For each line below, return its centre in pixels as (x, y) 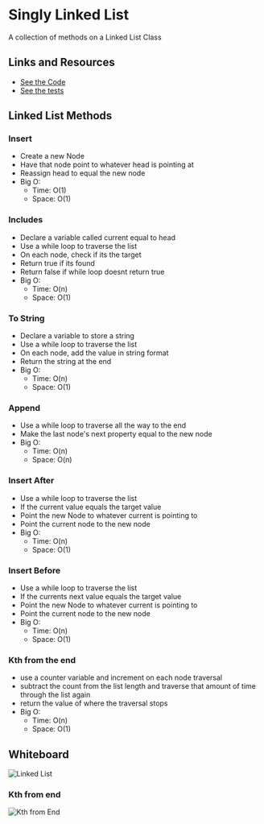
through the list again (55, 695)
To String (27, 318)
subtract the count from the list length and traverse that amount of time (138, 686)
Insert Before (35, 570)
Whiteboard (39, 754)
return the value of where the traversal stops (94, 703)
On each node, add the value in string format (94, 353)
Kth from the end (42, 660)
